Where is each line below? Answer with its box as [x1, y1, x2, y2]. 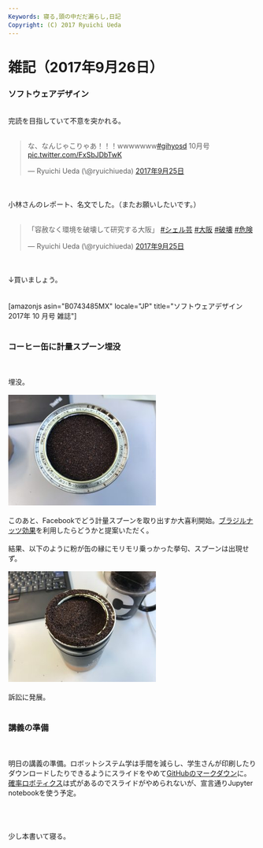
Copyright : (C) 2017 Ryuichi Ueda [8, 20, 122, 29]
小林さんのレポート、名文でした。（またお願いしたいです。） [8, 199, 201, 208]
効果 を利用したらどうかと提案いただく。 [21, 525, 154, 535]
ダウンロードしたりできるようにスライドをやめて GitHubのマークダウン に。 [8, 768, 251, 778]
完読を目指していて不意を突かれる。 [8, 116, 126, 125]
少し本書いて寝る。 [8, 831, 71, 841]
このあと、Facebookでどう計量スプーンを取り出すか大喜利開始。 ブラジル [8, 516, 246, 525]
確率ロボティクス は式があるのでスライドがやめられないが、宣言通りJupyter [8, 778, 254, 787]
